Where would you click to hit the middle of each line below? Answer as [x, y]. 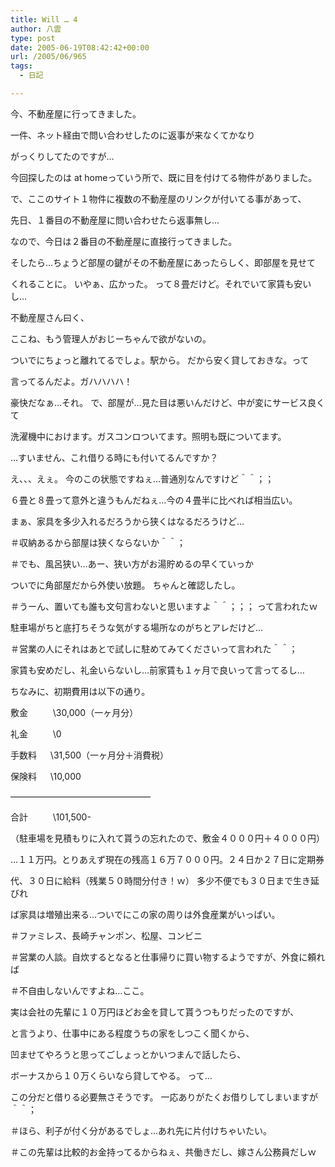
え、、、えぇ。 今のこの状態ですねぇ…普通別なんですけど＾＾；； [142, 478]
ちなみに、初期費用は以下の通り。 [80, 691]
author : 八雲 [36, 29]
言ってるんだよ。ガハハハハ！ [71, 381]
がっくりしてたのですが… [62, 156]
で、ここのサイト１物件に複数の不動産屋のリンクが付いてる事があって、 [158, 198]
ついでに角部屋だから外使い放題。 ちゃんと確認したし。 [125, 585]
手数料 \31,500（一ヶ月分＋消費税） [90, 755]
